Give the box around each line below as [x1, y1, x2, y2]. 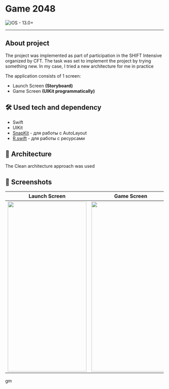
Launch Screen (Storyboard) [12, 83, 73, 89]
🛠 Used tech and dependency [5, 103, 102, 112]
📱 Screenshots [5, 177, 52, 186]
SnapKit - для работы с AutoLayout [12, 129, 87, 136]
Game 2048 [5, 3, 56, 15]
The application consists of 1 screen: [5, 73, 81, 79]
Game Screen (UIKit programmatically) [12, 88, 95, 94]
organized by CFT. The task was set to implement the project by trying [5, 57, 151, 63]
